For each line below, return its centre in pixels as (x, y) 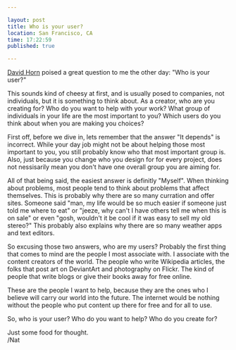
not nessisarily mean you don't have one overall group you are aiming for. (114, 167)
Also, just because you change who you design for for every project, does (115, 160)
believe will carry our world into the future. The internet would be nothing (113, 298)
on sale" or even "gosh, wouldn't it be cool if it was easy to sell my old (109, 218)
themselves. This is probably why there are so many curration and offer (111, 196)
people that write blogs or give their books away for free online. (100, 277)
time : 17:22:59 (30, 39)
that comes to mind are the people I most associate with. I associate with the (118, 254)
